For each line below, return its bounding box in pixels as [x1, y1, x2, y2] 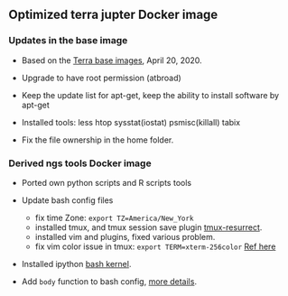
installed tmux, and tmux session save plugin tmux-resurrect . [34, 221, 263, 233]
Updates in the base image [8, 34, 128, 47]
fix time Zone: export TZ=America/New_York [34, 212, 194, 223]
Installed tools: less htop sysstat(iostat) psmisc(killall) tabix [21, 116, 241, 127]
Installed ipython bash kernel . [21, 258, 132, 269]
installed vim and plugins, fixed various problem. [34, 231, 216, 242]
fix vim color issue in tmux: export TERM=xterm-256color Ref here [34, 241, 276, 252]
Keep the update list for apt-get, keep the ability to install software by [21, 89, 280, 100]
